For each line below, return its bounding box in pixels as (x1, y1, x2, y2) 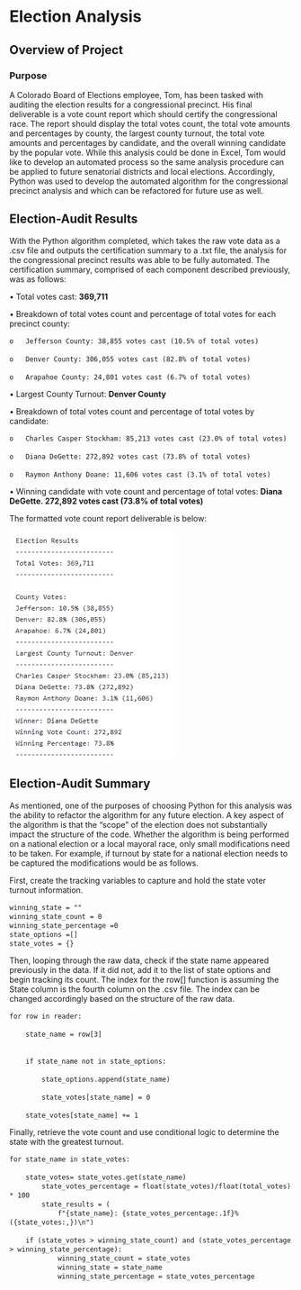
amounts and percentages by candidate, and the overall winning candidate (9, 137, 286, 148)
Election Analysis (9, 6, 142, 27)
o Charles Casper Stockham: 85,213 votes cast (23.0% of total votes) (9, 434, 288, 443)
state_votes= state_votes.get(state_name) (25, 1173, 187, 1182)
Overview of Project (9, 42, 124, 58)
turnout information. (9, 885, 84, 895)
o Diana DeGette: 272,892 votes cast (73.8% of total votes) (9, 452, 252, 461)
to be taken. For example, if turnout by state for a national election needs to (9, 848, 288, 858)
